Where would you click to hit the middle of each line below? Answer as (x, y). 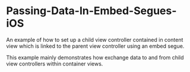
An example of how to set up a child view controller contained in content (95, 40)
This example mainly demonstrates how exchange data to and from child (95, 57)
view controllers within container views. (55, 64)
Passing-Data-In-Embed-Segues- (91, 11)
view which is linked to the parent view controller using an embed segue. (95, 46)
